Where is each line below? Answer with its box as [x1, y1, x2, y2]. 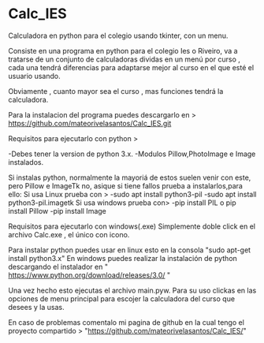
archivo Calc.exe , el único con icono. [8, 229, 130, 239]
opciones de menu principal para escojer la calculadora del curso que [8, 293, 235, 304]
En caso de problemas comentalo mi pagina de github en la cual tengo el [8, 317, 244, 327]
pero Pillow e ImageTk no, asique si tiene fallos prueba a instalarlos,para [8, 181, 243, 190]
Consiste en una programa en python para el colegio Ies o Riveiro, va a [8, 46, 238, 55]
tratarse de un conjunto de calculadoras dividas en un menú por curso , [8, 54, 240, 64]
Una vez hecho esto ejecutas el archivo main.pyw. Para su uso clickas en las [8, 285, 257, 295]
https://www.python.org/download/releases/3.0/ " [8, 270, 171, 280]
